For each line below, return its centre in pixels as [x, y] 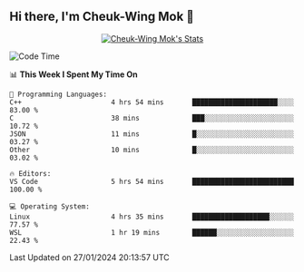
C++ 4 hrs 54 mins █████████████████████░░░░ [152, 102]
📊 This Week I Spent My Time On [74, 74]
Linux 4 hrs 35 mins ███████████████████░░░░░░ [152, 217]
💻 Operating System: [50, 206]
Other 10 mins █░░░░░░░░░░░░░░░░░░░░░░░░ [152, 150]
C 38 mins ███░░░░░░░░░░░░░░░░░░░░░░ [152, 118]
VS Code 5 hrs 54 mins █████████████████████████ [152, 181]
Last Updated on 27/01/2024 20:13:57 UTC [89, 257]
